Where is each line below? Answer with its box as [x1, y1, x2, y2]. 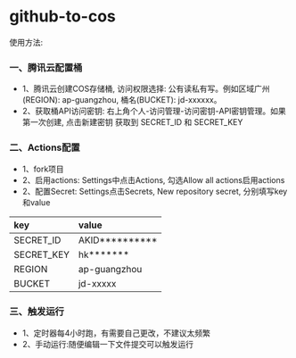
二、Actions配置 [9, 141, 80, 154]
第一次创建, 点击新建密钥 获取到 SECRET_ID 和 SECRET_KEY [21, 117, 243, 128]
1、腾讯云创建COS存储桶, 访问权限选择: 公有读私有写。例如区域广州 [21, 83, 270, 95]
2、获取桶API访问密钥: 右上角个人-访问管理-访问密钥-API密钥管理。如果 [21, 105, 287, 117]
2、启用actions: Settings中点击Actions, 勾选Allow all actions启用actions [21, 174, 285, 185]
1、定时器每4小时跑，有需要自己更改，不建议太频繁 [21, 328, 211, 338]
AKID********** [78, 234, 158, 246]
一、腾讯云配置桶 [9, 61, 83, 73]
